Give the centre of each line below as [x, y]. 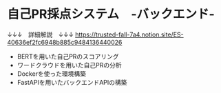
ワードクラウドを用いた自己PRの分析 [69, 65]
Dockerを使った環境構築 [52, 74]
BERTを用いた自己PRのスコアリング [68, 56]
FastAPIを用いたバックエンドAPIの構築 [72, 82]
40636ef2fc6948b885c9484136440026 [65, 42]
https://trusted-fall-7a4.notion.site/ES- [129, 34]
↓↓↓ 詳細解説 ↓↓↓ [41, 34]
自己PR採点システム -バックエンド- [111, 14]
